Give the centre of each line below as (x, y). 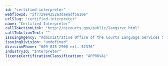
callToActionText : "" (28, 33)
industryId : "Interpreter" (33, 51)
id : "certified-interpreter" (35, 10)
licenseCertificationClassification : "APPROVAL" (57, 56)
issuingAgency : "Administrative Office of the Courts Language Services (82, 38)
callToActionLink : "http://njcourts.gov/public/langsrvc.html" (72, 28)
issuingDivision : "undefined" (37, 42)
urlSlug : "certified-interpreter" (41, 19)
